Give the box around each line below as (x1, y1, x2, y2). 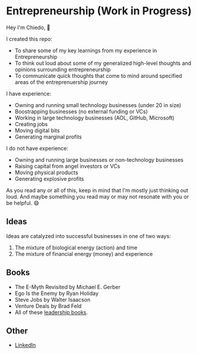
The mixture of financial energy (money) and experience (14, 250, 153, 257)
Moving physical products (14, 168, 78, 176)
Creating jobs (14, 120, 48, 127)
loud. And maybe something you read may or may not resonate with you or (6, 193, 189, 200)
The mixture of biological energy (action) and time (14, 244, 138, 251)
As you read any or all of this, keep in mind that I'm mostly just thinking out (6, 186, 189, 194)
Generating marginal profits (14, 133, 82, 140)
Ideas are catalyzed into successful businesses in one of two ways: (6, 232, 171, 239)
